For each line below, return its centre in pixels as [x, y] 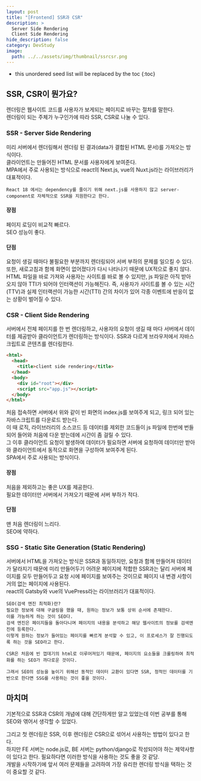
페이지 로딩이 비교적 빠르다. [38, 224]
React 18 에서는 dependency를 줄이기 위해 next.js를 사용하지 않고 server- [93, 190]
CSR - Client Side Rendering [48, 315]
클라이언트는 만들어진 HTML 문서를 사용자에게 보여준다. [71, 162]
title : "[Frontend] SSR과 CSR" [45, 17]
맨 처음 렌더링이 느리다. [34, 523]
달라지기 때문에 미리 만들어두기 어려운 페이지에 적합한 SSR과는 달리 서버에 [99, 569]
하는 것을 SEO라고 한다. [39, 642]
